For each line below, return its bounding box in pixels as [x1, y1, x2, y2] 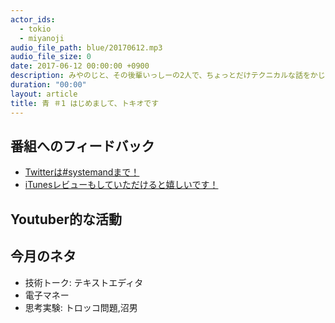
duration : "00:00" [10, 80, 87, 90]
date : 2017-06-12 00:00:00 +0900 [10, 61, 150, 71]
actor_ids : [10, 14, 56, 25]
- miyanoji [19, 33, 65, 43]
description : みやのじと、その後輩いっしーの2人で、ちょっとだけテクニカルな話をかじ [10, 71, 326, 81]
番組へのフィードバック [10, 137, 155, 155]
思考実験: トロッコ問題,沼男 [24, 301, 138, 313]
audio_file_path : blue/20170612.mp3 [10, 42, 163, 53]
